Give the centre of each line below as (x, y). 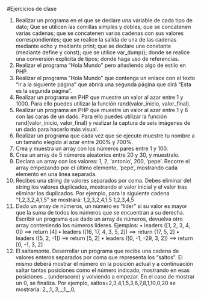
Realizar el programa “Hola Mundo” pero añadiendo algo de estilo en (100, 65)
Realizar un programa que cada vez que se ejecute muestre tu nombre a (105, 136)
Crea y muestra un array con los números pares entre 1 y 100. (92, 148)
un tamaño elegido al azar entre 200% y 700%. (74, 142)
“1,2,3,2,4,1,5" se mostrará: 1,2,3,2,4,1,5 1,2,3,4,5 (75, 200)
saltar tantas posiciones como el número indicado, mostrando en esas (103, 270)
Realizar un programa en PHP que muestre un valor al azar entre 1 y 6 (102, 110)
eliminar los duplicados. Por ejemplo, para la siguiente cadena (92, 193)
